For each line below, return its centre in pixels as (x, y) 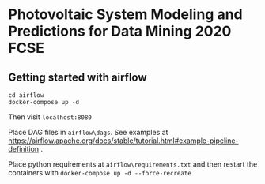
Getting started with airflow (78, 77)
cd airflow (26, 96)
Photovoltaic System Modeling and (125, 15)
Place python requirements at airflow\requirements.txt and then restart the (133, 164)
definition (24, 149)
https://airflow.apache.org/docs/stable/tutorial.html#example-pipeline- (123, 141)
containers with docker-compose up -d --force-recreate (100, 173)
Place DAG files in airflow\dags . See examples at (88, 132)
